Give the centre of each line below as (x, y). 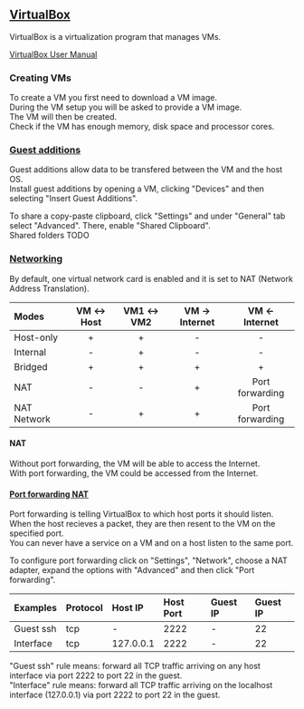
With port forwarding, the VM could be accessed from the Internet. (134, 473)
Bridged (31, 366)
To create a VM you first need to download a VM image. (113, 98)
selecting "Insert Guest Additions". (74, 199)
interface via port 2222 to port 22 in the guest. (96, 675)
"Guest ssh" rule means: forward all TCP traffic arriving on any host (135, 666)
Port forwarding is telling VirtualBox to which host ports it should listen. (142, 514)
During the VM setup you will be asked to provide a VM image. (126, 107)
